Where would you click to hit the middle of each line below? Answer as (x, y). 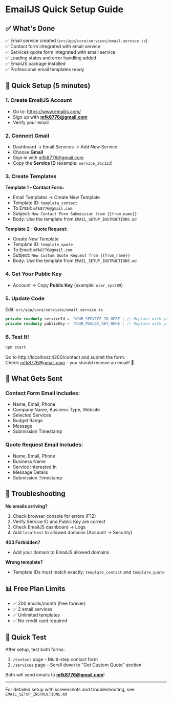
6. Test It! (17, 337)
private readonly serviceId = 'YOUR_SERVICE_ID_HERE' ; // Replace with (83, 319)
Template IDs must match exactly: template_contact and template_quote (89, 572)
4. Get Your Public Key (34, 274)
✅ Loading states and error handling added (51, 58)
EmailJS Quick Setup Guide (64, 9)
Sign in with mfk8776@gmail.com (48, 158)
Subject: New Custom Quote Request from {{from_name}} (71, 255)
